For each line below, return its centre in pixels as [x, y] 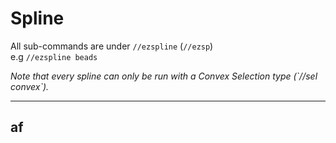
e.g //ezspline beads [54, 56]
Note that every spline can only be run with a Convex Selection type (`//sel [164, 76]
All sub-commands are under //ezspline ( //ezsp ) [112, 46]
